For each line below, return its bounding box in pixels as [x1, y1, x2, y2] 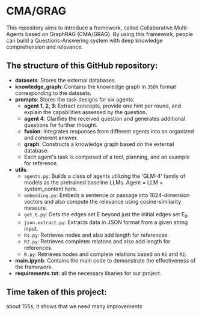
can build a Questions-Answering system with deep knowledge [6, 37, 163, 44]
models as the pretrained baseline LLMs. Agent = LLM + [23, 178, 164, 186]
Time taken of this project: [6, 287, 107, 297]
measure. [23, 204, 47, 211]
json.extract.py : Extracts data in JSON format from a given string [23, 218, 188, 226]
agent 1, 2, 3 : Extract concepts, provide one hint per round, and [23, 102, 182, 109]
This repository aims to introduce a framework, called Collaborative [6, 24, 173, 31]
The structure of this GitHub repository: [6, 61, 158, 71]
